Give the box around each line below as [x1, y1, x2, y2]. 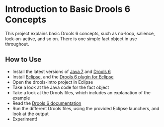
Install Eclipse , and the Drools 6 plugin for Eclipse [12, 73, 114, 80]
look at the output [12, 111, 49, 117]
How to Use [5, 56, 42, 64]
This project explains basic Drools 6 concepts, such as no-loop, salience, [5, 30, 155, 36]
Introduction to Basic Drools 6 [5, 3, 131, 15]
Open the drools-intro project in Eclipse [12, 79, 93, 85]
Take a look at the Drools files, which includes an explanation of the [12, 89, 151, 95]
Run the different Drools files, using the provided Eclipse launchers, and [12, 105, 160, 111]
